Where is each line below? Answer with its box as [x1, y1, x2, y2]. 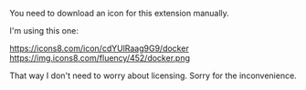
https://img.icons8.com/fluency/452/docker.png [9, 53, 190, 63]
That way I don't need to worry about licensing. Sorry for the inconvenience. [9, 70, 297, 81]
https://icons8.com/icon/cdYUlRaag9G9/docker [9, 43, 189, 54]
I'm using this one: [9, 25, 79, 35]
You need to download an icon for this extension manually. [9, 8, 230, 18]
